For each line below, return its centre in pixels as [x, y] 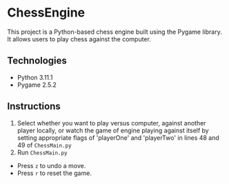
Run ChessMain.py [42, 152]
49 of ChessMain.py [44, 145]
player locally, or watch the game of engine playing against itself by [113, 130]
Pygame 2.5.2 [37, 85]
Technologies [37, 61]
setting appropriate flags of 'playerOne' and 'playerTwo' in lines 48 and [118, 137]
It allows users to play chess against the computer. [79, 39]
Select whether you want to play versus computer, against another [111, 123]
